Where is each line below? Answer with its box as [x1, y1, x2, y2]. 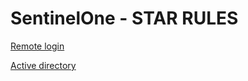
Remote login [10, 40, 65, 52]
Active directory [10, 59, 77, 71]
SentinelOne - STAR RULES [10, 7, 239, 30]
